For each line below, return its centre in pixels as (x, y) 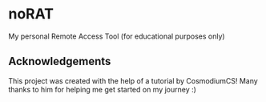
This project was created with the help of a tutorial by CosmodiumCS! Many (133, 80)
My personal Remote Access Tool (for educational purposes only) (117, 36)
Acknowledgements (60, 61)
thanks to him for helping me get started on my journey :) (102, 89)
